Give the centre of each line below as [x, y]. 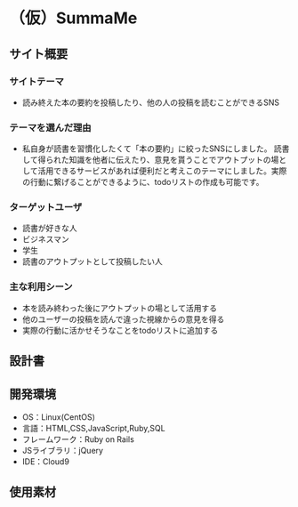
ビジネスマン [45, 239]
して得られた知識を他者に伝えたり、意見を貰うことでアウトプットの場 [150, 160]
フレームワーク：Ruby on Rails [78, 439]
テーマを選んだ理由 [50, 127]
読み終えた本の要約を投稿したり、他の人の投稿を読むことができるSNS [151, 102]
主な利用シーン [41, 287]
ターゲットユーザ [46, 207]
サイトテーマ [37, 81]
